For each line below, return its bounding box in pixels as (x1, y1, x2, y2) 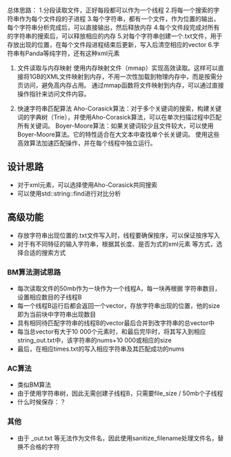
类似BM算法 (17, 380, 52, 389)
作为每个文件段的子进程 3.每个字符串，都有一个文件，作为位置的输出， (19, 14, 220, 23)
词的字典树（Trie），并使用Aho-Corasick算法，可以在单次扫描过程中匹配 (17, 113, 222, 121)
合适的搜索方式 (23, 248, 66, 257)
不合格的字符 (23, 443, 60, 451)
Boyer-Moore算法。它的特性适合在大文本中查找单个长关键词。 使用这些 (17, 130, 220, 138)
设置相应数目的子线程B (17, 293, 82, 301)
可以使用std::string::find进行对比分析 (17, 189, 121, 197)
